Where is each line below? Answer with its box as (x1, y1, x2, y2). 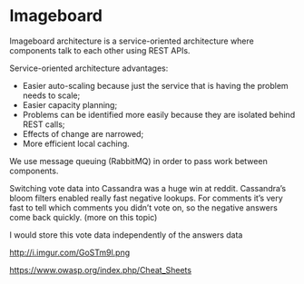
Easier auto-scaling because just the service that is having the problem (22, 80, 289, 91)
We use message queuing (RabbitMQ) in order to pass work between (9, 155, 268, 166)
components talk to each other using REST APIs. (9, 44, 191, 55)
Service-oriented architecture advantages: (9, 63, 169, 73)
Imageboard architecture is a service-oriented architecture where (9, 35, 254, 46)
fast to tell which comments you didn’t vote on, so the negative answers (9, 201, 279, 213)
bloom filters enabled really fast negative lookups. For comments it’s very (9, 192, 283, 203)
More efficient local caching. (22, 138, 130, 149)
